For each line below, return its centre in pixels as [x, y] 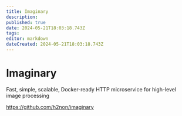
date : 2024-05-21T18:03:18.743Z [45, 28]
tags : [13, 33]
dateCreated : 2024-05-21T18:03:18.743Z [55, 45]
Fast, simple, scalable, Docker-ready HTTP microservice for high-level [91, 89]
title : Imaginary [27, 11]
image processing [28, 95]
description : [22, 17]
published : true [26, 22]
